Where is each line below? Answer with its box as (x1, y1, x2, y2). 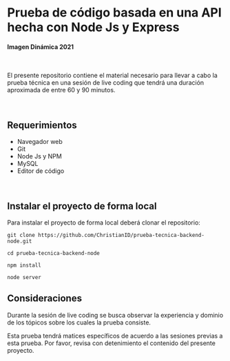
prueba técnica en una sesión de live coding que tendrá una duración (7, 79, 205, 87)
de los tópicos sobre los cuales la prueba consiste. (7, 318, 151, 327)
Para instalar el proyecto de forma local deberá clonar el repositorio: (7, 218, 201, 227)
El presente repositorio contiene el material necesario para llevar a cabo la (7, 71, 218, 80)
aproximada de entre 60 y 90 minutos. (7, 86, 116, 94)
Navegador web (17, 138, 63, 146)
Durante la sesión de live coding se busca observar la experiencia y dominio (7, 311, 224, 319)
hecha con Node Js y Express (7, 19, 180, 35)
